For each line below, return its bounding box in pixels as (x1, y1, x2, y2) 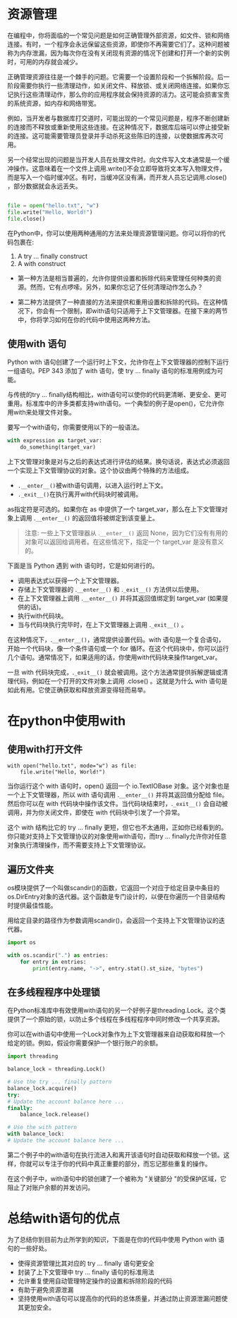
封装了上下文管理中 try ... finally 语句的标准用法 (17, 1267, 155, 1276)
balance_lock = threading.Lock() (7, 1066, 106, 1073)
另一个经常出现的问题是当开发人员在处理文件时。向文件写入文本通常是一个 (7, 155, 224, 164)
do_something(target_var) (20, 444, 97, 451)
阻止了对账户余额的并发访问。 (7, 1183, 94, 1192)
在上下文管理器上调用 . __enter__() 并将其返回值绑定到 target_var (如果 (17, 594, 222, 603)
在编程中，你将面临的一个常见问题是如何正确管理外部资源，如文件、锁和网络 (7, 31, 230, 39)
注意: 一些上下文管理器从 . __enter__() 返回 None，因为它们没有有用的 (24, 529, 228, 537)
